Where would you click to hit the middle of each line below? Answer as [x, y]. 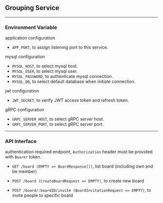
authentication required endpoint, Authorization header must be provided [79, 152]
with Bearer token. [23, 157]
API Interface [21, 141]
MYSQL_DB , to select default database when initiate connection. [74, 81]
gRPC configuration [25, 110]
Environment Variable [31, 27]
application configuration [30, 38]
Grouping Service [32, 8]
